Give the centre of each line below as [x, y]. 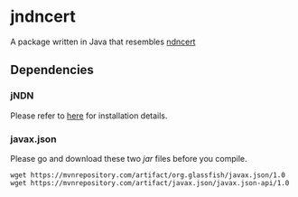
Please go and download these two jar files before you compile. [129, 158]
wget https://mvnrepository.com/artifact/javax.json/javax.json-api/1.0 [150, 183]
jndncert [43, 17]
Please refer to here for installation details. [89, 116]
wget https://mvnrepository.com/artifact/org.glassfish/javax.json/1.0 [148, 175]
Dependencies [52, 70]
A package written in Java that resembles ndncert [103, 42]
